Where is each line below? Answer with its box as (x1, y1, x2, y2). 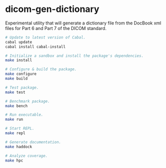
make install (5, 58, 32, 63)
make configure (5, 71, 37, 77)
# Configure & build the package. (5, 67, 77, 72)
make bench (5, 103, 28, 108)
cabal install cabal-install (5, 44, 66, 49)
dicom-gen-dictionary (5, 3, 100, 15)
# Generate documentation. (5, 140, 61, 145)
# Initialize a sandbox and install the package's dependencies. (5, 53, 144, 58)
